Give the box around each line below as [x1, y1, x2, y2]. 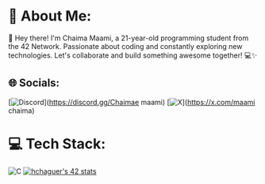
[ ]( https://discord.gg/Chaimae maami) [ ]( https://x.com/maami [8, 97, 255, 107]
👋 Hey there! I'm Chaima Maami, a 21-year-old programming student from [8, 33, 249, 43]
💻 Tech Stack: [8, 134, 106, 152]
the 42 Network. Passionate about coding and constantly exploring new [8, 41, 243, 51]
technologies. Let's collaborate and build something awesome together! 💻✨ [8, 51, 258, 60]
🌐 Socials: [8, 77, 60, 90]
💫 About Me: [8, 7, 92, 25]
